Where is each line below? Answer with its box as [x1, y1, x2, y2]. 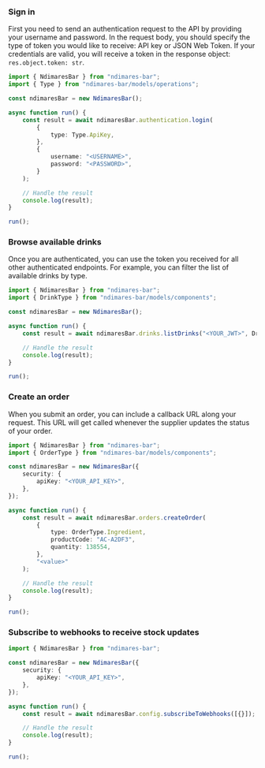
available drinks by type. [8, 271, 88, 281]
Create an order [8, 391, 69, 402]
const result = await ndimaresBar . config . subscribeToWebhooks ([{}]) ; [22, 710, 256, 718]
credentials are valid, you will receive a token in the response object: [8, 50, 231, 59]
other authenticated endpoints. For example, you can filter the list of [8, 263, 230, 272]
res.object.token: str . [8, 58, 85, 67]
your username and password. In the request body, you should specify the [8, 32, 251, 42]
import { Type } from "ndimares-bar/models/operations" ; [8, 80, 200, 88]
